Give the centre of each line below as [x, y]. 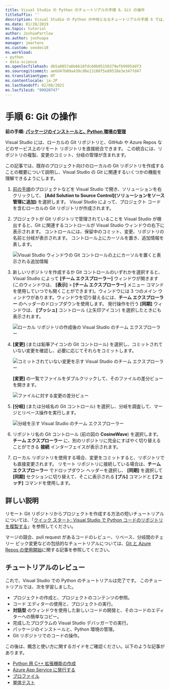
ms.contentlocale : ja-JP [31, 81]
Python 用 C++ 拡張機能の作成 [44, 664]
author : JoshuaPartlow [29, 33]
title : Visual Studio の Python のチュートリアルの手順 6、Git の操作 [75, 10]
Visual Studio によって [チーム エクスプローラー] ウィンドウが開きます [85, 279]
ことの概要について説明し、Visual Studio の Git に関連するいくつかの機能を [83, 172]
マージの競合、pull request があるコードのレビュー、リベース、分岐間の [80, 537]
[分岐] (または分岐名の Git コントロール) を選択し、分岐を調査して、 [83, 406]
